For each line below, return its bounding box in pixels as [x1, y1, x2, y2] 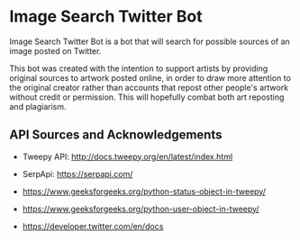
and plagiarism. [9, 101, 67, 111]
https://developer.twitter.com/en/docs [22, 220, 164, 231]
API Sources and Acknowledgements [9, 128, 223, 143]
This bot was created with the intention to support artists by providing [9, 63, 268, 74]
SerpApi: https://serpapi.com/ [22, 168, 133, 179]
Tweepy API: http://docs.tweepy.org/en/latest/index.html [22, 151, 233, 162]
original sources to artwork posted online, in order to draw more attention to [9, 72, 291, 83]
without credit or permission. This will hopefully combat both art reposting [9, 92, 285, 102]
